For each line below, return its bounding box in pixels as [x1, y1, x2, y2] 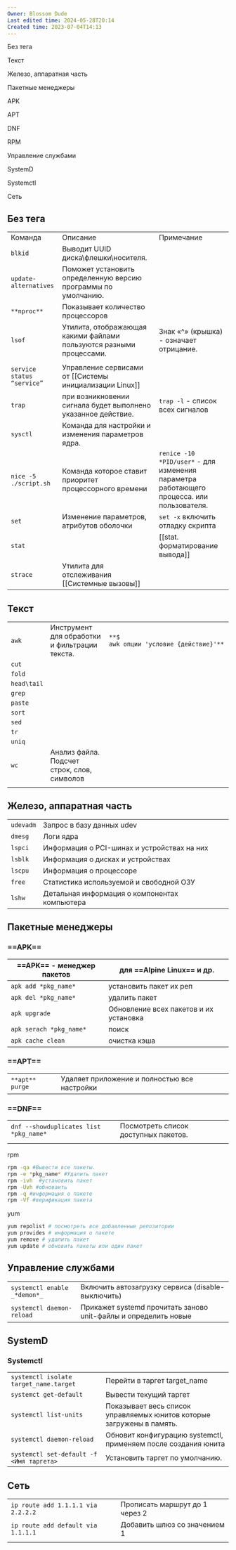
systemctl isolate [11, 1373, 72, 1381]
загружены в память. [105, 1419, 178, 1428]
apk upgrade [11, 1009, 51, 1017]
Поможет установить [62, 264, 135, 274]
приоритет [62, 475, 98, 485]
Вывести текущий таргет [105, 1390, 190, 1400]
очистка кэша [108, 1036, 156, 1046]
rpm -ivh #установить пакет [7, 1177, 93, 1184]
